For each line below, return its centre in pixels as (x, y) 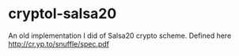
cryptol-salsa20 (63, 14)
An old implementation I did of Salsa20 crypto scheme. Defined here (120, 35)
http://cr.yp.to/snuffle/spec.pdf (59, 43)
